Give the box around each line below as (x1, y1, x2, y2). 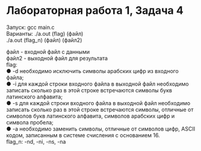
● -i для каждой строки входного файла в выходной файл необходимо (6, 80, 189, 88)
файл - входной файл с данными (6, 48, 90, 55)
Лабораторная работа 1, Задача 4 (6, 4, 184, 18)
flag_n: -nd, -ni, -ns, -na (6, 138, 66, 145)
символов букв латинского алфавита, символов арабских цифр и (6, 112, 175, 120)
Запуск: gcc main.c (6, 24, 55, 31)
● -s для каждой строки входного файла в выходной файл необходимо (6, 99, 191, 106)
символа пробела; (6, 118, 54, 126)
